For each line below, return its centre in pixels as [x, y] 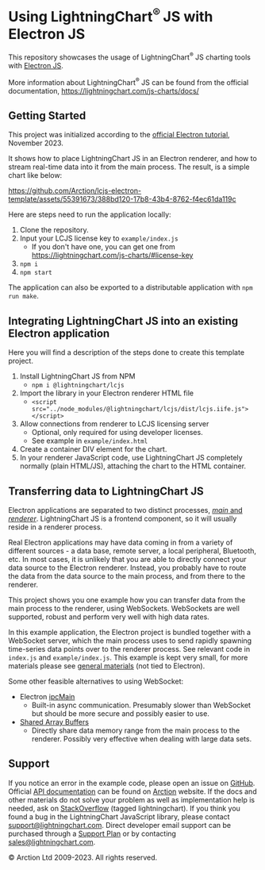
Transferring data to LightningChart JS [106, 491]
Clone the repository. [54, 230]
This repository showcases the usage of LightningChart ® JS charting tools [130, 56]
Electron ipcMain [47, 697]
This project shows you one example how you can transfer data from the [127, 600]
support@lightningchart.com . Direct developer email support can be [120, 825]
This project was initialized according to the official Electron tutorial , [119, 135]
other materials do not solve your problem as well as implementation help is [132, 799]
